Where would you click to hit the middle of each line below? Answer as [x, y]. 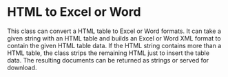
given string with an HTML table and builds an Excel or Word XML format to [114, 38]
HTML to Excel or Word [74, 12]
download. [22, 67]
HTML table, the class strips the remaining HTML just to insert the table [108, 53]
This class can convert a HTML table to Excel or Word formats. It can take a [114, 31]
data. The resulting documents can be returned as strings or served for [108, 60]
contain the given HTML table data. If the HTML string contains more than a [114, 45]
